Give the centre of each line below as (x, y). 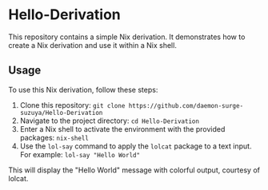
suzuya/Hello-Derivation (61, 113)
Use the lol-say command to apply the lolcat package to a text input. (136, 146)
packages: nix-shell (54, 137)
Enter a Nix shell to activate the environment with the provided (122, 129)
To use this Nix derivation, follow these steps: (83, 89)
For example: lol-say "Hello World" (80, 154)
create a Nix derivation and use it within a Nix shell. (93, 45)
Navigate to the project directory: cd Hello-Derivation (110, 121)
